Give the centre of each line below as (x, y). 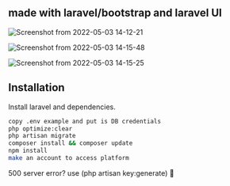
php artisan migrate (42, 136)
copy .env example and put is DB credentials (84, 121)
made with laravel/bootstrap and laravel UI (115, 13)
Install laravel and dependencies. (62, 107)
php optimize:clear (40, 129)
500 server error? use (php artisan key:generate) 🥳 (91, 173)
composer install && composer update (71, 143)
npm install (28, 151)
